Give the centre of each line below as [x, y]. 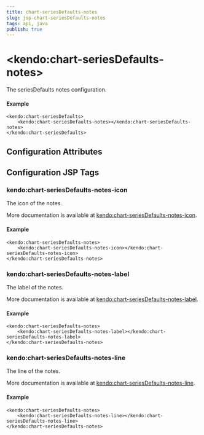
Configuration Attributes [54, 151]
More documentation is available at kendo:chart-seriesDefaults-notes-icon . [102, 215]
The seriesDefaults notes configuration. [57, 90]
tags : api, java [27, 23]
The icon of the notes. [34, 203]
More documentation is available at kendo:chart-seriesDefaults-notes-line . [101, 383]
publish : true [25, 29]
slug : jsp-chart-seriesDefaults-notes [56, 18]
